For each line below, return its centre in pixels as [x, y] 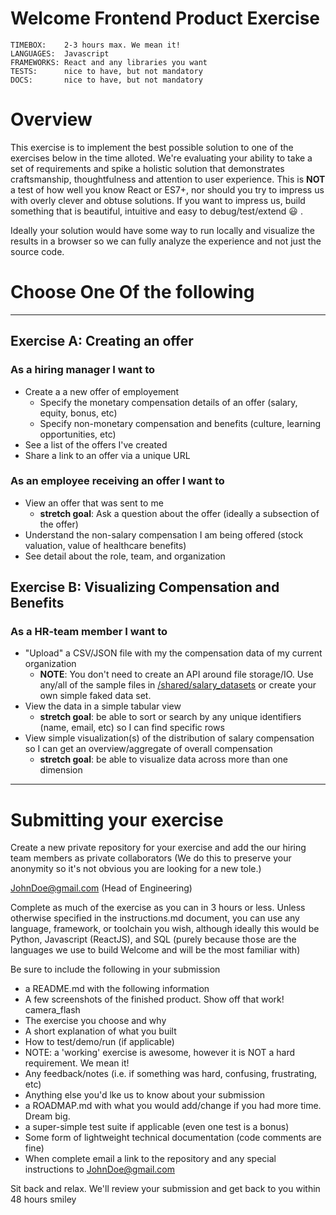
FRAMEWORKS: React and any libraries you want [109, 62]
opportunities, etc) [78, 434]
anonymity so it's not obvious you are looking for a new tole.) [136, 869]
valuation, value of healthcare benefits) [105, 545]
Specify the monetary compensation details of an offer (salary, [168, 402]
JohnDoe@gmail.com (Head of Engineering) [101, 888]
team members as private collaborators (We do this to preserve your [151, 858]
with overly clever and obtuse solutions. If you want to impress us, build [158, 200]
